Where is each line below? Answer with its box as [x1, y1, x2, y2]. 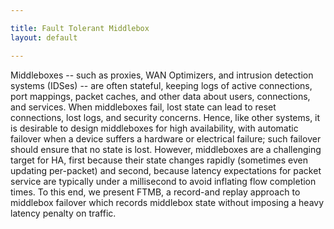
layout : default [10, 32, 78, 43]
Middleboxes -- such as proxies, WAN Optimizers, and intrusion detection [10, 69, 314, 81]
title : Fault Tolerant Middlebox [10, 23, 150, 33]
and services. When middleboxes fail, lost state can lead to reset [10, 101, 277, 113]
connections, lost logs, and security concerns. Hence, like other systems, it [10, 111, 321, 123]
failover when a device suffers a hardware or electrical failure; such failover [10, 132, 322, 145]
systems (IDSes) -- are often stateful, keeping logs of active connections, [10, 79, 313, 91]
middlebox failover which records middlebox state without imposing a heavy [10, 196, 325, 208]
